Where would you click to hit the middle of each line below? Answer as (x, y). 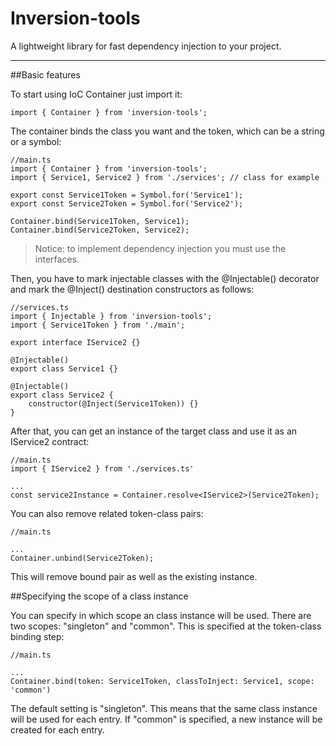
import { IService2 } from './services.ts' (102, 468)
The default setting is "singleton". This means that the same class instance (164, 708)
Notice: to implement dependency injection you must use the (160, 248)
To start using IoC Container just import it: (96, 94)
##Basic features (45, 74)
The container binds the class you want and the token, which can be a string (167, 131)
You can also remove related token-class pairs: (107, 513)
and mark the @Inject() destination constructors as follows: (132, 289)
